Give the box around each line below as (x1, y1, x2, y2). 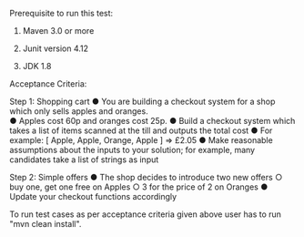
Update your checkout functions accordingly (9, 191, 177, 201)
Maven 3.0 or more (22, 26, 95, 36)
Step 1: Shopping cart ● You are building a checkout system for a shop (9, 96, 276, 107)
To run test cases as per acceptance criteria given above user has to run (9, 209, 282, 220)
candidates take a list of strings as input (9, 154, 159, 165)
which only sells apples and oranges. (9, 106, 148, 117)
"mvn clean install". (9, 219, 82, 229)
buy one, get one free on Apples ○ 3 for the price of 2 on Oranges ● (9, 181, 269, 192)
